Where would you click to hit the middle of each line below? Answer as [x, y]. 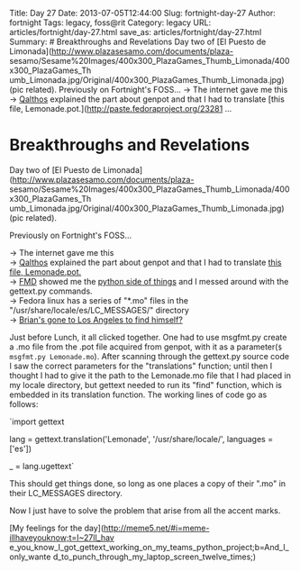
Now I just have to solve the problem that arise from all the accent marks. [145, 510]
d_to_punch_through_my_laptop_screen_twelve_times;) [155, 557]
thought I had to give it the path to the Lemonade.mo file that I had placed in [150, 375]
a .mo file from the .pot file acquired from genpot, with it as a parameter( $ [145, 347]
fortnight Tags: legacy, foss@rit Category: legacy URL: [110, 23]
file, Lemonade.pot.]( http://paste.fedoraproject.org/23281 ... [121, 109]
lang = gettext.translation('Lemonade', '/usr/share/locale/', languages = [141, 439]
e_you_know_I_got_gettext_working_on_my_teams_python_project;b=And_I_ [150, 547]
